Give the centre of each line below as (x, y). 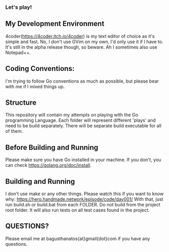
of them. (14, 131)
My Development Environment (55, 24)
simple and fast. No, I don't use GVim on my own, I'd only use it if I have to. (84, 42)
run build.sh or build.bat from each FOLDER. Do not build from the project (83, 204)
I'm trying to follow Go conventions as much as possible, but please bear (82, 81)
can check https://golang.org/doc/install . (48, 165)
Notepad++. (18, 52)
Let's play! (19, 7)
